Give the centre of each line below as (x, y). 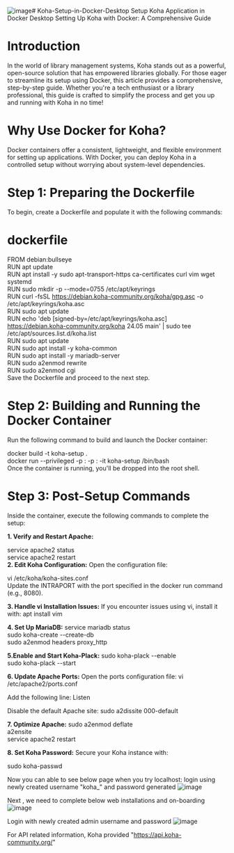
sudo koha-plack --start (42, 663)
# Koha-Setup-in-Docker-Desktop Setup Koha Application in (118, 11)
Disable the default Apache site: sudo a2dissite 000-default (93, 710)
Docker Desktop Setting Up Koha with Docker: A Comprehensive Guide (109, 18)
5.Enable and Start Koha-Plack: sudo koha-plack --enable (92, 655)
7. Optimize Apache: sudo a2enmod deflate (70, 724)
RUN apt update (30, 266)
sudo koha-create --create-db (50, 635)
